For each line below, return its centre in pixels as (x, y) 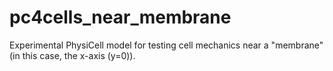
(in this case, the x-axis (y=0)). (72, 55)
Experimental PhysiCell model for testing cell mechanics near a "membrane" (166, 45)
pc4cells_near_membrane (120, 17)
